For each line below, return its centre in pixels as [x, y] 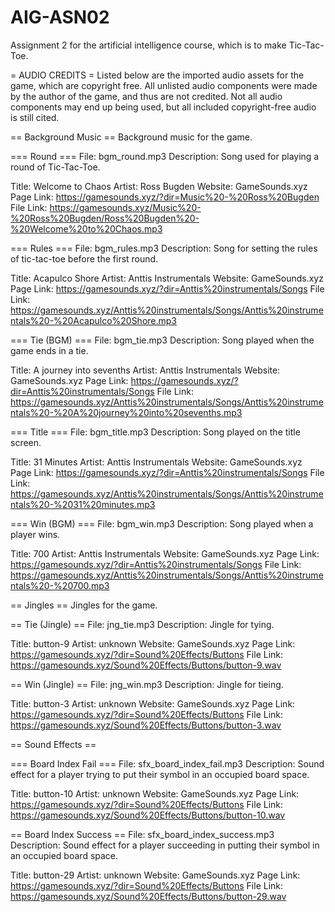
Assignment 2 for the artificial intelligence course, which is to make [148, 45]
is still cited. [35, 117]
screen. [26, 442]
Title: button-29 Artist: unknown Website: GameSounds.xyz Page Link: [155, 875]
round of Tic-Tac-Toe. [55, 167]
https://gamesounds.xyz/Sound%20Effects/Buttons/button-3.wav [146, 725]
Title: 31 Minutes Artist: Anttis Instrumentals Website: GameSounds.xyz [156, 462]
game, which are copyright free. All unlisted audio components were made [164, 85]
